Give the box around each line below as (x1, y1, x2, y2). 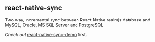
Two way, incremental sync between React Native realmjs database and (5, 17, 151, 22)
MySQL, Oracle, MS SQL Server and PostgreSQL (5, 22, 103, 28)
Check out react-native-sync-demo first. (5, 31, 87, 37)
